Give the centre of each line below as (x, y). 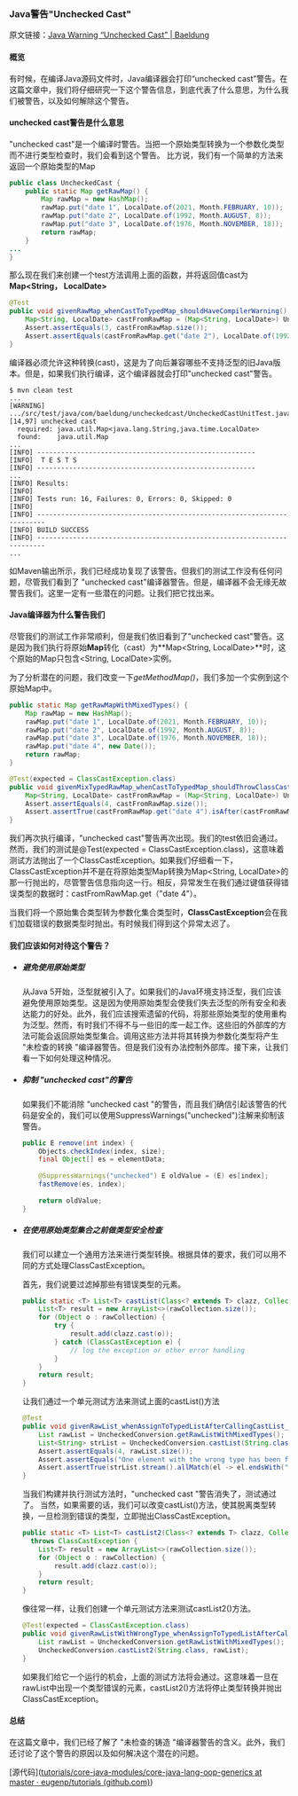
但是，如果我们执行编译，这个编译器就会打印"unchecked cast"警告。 (151, 373)
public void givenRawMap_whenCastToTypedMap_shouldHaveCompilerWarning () (149, 311)
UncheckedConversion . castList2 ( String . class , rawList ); (144, 1650)
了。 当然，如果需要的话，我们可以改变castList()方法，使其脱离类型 (145, 1505)
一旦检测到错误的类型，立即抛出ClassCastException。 (137, 1516)
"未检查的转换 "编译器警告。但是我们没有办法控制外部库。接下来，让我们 (155, 1047)
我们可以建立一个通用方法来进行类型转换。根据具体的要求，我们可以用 (150, 1254)
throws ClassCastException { (84, 1541)
